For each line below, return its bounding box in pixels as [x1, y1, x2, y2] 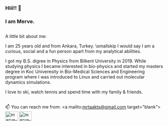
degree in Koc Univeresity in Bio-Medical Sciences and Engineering [5, 68, 145, 74]
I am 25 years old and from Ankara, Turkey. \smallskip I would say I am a [5, 43, 154, 49]
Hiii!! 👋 [5, 4, 22, 11]
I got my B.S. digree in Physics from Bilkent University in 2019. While [5, 58, 146, 64]
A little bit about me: [5, 33, 47, 39]
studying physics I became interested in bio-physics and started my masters [5, 63, 163, 69]
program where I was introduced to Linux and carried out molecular [5, 74, 145, 80]
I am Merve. [5, 17, 35, 24]
